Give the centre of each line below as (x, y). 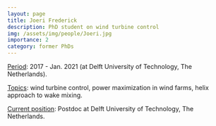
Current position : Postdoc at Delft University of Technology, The (101, 109)
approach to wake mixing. (45, 95)
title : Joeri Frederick (42, 20)
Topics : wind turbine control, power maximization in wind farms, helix (108, 88)
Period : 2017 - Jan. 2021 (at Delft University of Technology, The (100, 67)
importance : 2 (28, 40)
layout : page (26, 14)
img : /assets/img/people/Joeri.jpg (60, 33)
